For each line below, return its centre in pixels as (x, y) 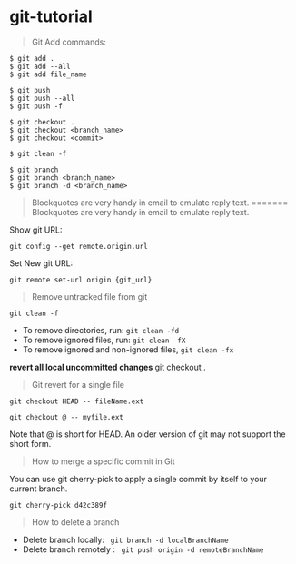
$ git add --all (40, 66)
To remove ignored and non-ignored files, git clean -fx (128, 349)
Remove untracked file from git (89, 296)
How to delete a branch (75, 522)
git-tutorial (51, 17)
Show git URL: (36, 230)
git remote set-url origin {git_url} (81, 280)
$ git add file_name (49, 74)
